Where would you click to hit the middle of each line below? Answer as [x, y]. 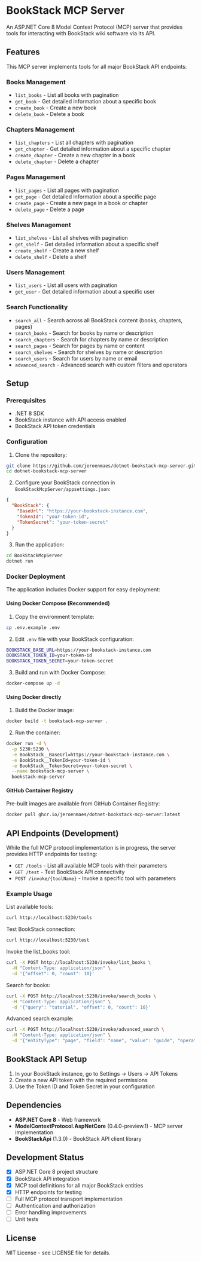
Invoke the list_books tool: [38, 952]
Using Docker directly [34, 697]
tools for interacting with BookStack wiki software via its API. [81, 33]
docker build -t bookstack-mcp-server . [57, 721]
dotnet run [20, 561]
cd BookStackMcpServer [34, 556]
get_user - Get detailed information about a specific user [85, 292]
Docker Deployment [36, 576]
